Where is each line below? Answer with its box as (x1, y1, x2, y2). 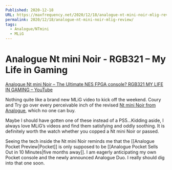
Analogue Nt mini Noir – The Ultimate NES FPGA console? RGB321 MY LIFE (5, 81, 164, 87)
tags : (5, 22, 17, 27)
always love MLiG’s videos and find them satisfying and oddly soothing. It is (5, 122, 165, 129)
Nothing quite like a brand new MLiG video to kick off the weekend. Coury (5, 96, 161, 102)
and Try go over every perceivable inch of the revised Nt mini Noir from (5, 102, 156, 108)
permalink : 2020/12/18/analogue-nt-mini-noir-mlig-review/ (5, 17, 134, 22)
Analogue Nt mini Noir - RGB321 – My (5, 53, 166, 65)
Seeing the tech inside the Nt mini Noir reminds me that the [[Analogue (5, 138, 155, 144)
